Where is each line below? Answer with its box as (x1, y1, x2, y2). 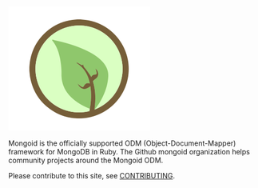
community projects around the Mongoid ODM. (8, 155, 164, 165)
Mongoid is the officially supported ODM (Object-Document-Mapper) (8, 138, 236, 148)
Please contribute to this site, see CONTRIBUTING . (8, 171, 176, 180)
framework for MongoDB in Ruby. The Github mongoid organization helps (8, 147, 250, 156)
